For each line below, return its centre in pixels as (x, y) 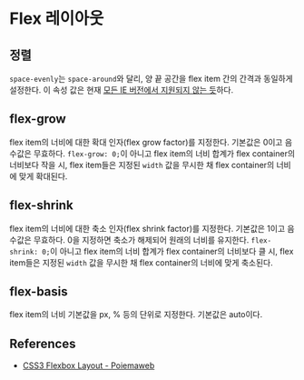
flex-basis (39, 292)
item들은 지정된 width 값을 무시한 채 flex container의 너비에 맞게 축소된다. (142, 262)
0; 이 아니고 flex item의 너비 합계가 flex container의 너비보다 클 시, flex (168, 251)
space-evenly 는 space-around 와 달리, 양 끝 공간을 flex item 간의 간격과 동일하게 (151, 79)
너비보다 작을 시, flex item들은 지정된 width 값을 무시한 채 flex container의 (142, 165)
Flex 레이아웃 (57, 19)
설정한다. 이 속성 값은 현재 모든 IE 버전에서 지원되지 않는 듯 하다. (122, 90)
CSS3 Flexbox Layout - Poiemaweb (88, 365)
